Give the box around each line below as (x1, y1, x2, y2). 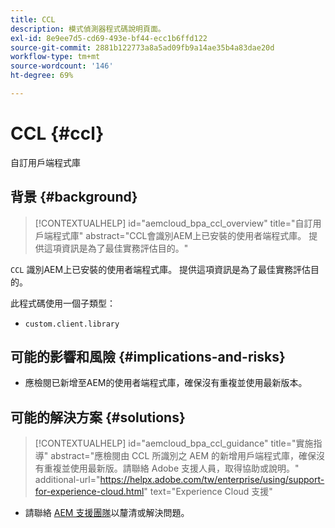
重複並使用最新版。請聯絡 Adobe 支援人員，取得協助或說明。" (43, 462, 300, 475)
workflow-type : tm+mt (10, 52, 101, 62)
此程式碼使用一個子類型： (10, 297, 116, 309)
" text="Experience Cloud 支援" (143, 486, 273, 498)
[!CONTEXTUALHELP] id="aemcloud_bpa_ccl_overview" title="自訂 (34, 217, 313, 229)
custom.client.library (24, 319, 120, 329)
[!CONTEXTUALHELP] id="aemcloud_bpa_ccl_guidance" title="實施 (34, 437, 314, 450)
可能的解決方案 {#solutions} (10, 409, 186, 426)
